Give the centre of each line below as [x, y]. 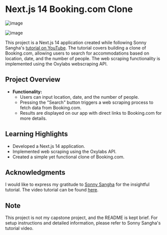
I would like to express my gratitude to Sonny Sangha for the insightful [77, 184]
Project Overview [33, 79]
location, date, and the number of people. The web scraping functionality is [83, 58]
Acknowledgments [35, 172]
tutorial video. [19, 228]
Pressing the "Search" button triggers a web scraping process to [86, 102]
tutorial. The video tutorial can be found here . [52, 190]
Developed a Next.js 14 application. [49, 146]
